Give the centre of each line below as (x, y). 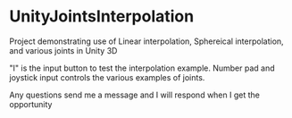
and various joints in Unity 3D (63, 50)
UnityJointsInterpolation (102, 17)
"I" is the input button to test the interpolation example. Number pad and (142, 68)
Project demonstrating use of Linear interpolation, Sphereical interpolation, (146, 41)
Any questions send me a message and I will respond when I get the (135, 95)
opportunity (31, 104)
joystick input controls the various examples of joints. (107, 77)
